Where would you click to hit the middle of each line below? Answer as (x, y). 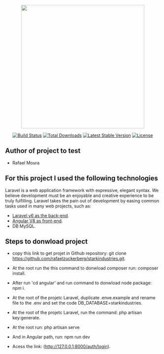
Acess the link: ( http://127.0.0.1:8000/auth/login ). (61, 347)
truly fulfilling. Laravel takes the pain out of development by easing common (82, 200)
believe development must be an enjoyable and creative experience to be (80, 196)
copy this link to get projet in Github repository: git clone (69, 253)
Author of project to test (43, 151)
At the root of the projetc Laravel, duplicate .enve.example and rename (84, 298)
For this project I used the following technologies (82, 178)
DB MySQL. (24, 226)
